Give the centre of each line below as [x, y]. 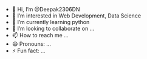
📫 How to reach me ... [40, 35]
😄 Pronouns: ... [32, 44]
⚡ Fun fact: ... [29, 51]
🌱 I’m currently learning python [51, 22]
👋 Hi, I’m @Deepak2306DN [46, 9]
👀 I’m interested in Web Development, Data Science [77, 16]
